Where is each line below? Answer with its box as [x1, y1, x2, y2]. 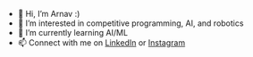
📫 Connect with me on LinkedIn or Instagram [17, 37, 186, 48]
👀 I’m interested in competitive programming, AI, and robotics [17, 18, 244, 28]
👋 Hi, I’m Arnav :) [17, 9, 80, 19]
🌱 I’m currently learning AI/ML [17, 28, 128, 37]
